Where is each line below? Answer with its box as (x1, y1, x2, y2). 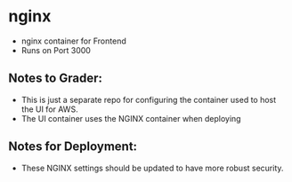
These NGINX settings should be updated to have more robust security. (20, 162, 284, 173)
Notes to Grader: (8, 71, 103, 86)
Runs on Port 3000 (20, 44, 91, 55)
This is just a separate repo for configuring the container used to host (20, 94, 277, 105)
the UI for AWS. (20, 104, 78, 115)
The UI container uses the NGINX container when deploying (20, 113, 241, 123)
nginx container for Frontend (20, 36, 126, 46)
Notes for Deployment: (8, 139, 138, 154)
